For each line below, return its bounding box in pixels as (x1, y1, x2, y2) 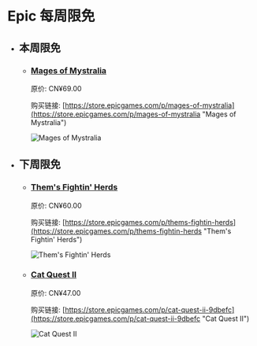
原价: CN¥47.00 (30, 288, 81, 297)
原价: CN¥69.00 (30, 83, 82, 93)
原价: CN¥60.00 (30, 201, 82, 210)
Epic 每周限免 (7, 7, 95, 25)
